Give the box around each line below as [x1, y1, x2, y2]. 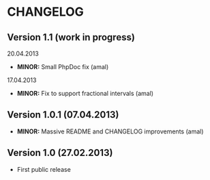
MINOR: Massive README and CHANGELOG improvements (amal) [16, 127, 204, 136]
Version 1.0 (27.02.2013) [7, 147, 113, 159]
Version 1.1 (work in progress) [7, 31, 135, 43]
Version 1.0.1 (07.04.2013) [7, 109, 119, 120]
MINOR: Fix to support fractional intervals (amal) [16, 90, 154, 97]
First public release [16, 165, 72, 173]
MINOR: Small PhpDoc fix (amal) [16, 63, 109, 70]
